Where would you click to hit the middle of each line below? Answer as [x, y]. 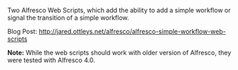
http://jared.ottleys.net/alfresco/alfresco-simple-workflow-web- [132, 31]
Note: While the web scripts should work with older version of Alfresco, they [119, 53]
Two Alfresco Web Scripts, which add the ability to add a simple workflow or [119, 10]
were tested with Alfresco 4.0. [52, 60]
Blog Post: [22, 31]
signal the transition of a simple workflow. [68, 18]
